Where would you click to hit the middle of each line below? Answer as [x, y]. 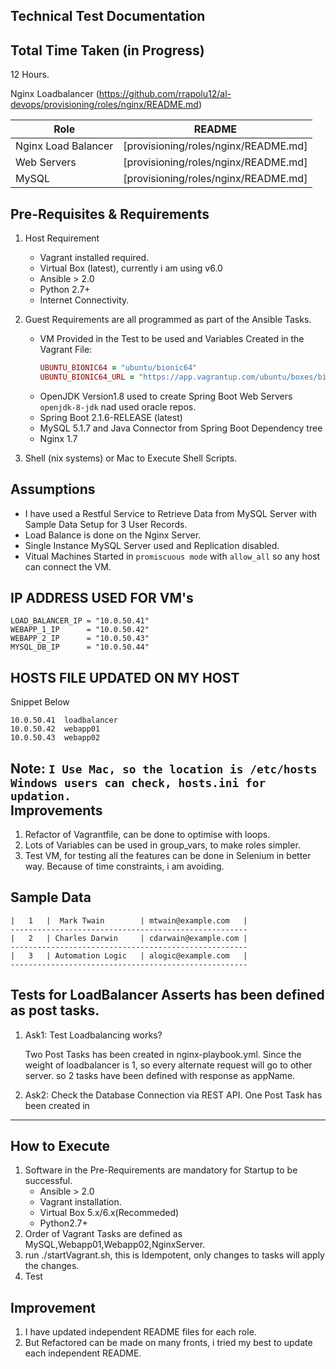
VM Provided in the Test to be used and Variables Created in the [172, 339]
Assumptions [53, 489]
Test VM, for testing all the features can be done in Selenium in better [168, 856]
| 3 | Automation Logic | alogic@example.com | [129, 955]
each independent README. [83, 1353]
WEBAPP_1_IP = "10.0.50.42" [80, 630]
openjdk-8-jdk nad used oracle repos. [118, 406]
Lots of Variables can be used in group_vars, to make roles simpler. [162, 845]
